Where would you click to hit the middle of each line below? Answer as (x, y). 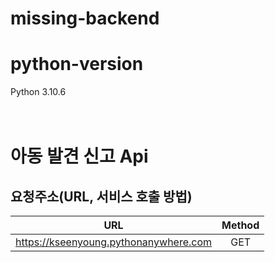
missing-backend (85, 18)
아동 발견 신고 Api (79, 156)
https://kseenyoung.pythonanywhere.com (114, 242)
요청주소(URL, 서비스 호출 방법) (101, 196)
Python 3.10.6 (38, 92)
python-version (77, 64)
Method (240, 225)
